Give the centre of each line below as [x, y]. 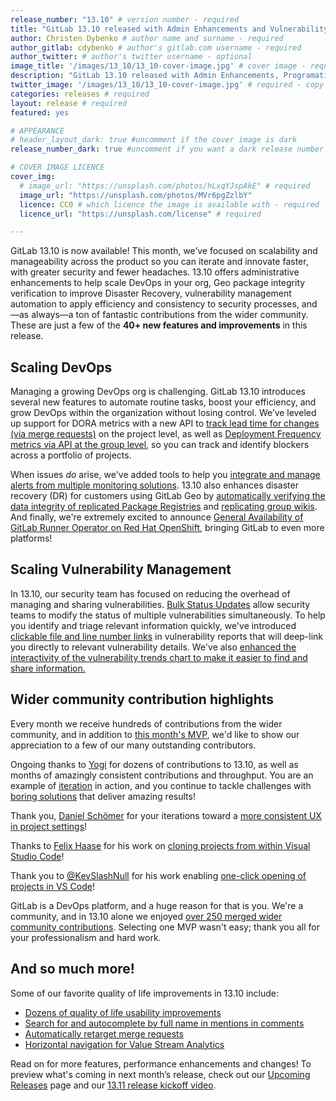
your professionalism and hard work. [86, 937]
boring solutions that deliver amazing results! [103, 796]
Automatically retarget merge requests [104, 1033]
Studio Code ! [37, 856]
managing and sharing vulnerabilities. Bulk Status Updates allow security [160, 604]
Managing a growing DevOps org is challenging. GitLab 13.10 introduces [158, 392]
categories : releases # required [80, 94]
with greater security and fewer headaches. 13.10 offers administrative [155, 272]
